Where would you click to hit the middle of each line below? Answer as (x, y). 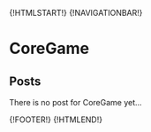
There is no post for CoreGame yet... (76, 102)
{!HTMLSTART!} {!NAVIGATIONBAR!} (76, 13)
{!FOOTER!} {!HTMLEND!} (56, 120)
